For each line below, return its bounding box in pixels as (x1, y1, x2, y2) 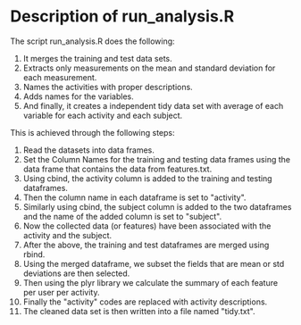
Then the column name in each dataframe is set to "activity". (22, 192, 247, 203)
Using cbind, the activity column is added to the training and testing (22, 172, 272, 184)
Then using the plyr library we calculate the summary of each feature (22, 277, 279, 287)
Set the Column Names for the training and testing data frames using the (22, 154, 291, 164)
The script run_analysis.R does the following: (10, 36, 175, 46)
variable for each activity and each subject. (22, 110, 183, 121)
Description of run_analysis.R (10, 6, 235, 27)
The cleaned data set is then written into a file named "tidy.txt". (22, 305, 255, 316)
